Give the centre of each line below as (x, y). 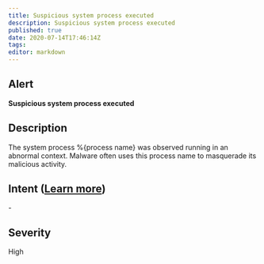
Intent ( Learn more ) (57, 189)
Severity (30, 233)
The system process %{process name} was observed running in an (118, 147)
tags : (17, 45)
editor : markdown (37, 52)
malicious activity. (38, 164)
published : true (35, 30)
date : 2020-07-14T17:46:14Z (55, 38)
